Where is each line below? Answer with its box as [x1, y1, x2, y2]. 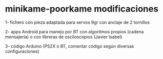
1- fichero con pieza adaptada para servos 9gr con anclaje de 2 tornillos [5, 19, 150, 25]
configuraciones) [5, 48, 40, 54]
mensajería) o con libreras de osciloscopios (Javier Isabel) [5, 34, 122, 40]
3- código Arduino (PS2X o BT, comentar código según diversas [5, 43, 134, 49]
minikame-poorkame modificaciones [5, 3, 159, 15]
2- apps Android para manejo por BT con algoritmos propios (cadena [5, 29, 144, 34]
